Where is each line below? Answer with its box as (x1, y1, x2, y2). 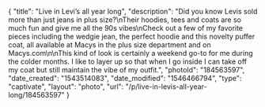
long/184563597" (8, 90, 65, 99)
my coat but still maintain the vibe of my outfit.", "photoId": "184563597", (8, 65, 245, 74)
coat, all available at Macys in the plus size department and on (8, 40, 211, 50)
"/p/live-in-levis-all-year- (125, 82, 207, 91)
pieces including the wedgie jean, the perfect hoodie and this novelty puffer (8, 31, 256, 41)
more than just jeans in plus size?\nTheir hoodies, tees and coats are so (8, 15, 241, 24)
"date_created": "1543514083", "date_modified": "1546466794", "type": (8, 74, 242, 83)
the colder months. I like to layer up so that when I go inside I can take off (8, 57, 248, 66)
